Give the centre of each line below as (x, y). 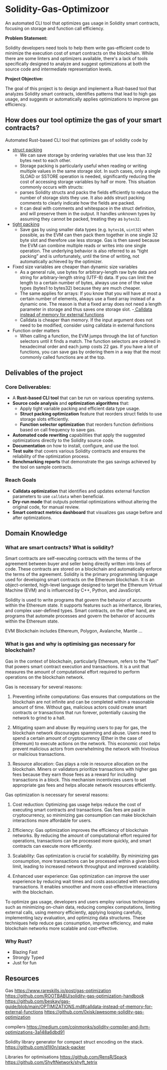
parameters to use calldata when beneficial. (58, 496)
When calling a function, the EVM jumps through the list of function (89, 336)
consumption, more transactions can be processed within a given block (86, 861)
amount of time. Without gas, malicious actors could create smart (80, 707)
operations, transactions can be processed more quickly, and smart (82, 841)
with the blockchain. (33, 892)
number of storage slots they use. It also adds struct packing (82, 197)
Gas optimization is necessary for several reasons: (57, 795)
